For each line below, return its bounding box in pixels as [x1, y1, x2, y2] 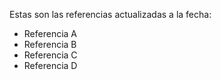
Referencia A [23, 28, 78, 39]
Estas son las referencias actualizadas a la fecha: [9, 9, 212, 20]
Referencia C [23, 49, 78, 61]
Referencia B [23, 39, 77, 50]
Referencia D [23, 60, 78, 71]
